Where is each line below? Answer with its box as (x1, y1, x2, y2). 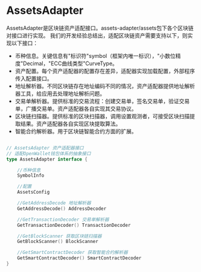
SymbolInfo (17, 172, 45, 179)
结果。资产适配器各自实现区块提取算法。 (20, 120, 121, 127)
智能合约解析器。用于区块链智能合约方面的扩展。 (14, 127, 137, 134)
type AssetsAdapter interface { (6, 156, 88, 162)
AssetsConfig (17, 189, 50, 195)
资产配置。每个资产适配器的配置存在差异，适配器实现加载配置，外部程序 (14, 67, 195, 74)
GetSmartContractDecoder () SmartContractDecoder (17, 255, 142, 261)
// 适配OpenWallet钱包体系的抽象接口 (6, 150, 91, 157)
